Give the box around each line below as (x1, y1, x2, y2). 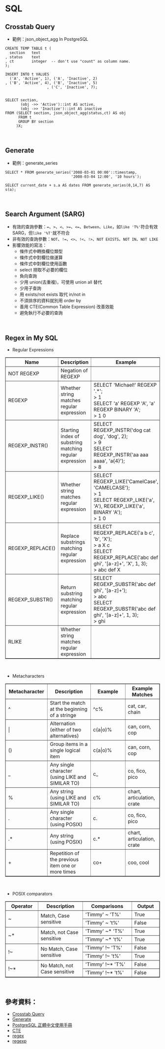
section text (9, 50, 41, 55)
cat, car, (127, 703, 147, 710)
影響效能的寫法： (12, 242, 47, 248)
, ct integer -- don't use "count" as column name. (5, 59, 131, 64)
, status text (5, 55, 41, 60)
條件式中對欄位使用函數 (19, 260, 67, 266)
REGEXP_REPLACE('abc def (93, 554, 159, 561)
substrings (60, 539, 85, 546)
